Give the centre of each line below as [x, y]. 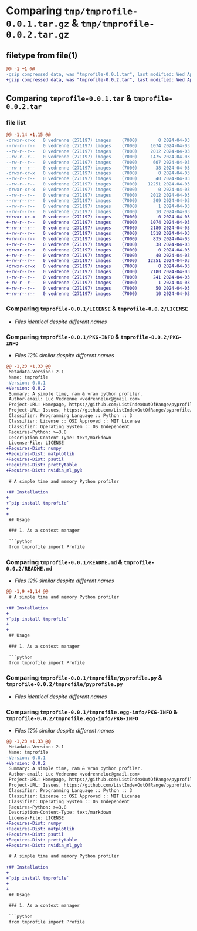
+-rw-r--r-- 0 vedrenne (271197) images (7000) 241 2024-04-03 [98, 277]
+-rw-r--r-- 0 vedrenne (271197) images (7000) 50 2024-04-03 [98, 288]
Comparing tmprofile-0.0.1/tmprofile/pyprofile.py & [84, 678]
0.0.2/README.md [29, 569]
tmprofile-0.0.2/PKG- [151, 337]
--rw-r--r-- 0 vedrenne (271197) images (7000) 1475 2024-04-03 [98, 157]
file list [16, 122]
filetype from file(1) [42, 55]
